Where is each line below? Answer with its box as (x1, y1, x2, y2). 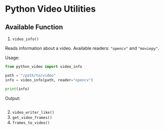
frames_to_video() (12, 120, 50, 125)
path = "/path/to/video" (5, 73, 56, 78)
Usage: (5, 55, 20, 61)
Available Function (5, 23, 63, 31)
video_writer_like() (12, 110, 55, 115)
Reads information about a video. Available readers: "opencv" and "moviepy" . (5, 45, 160, 51)
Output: (5, 95, 21, 101)
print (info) (5, 87, 29, 91)
